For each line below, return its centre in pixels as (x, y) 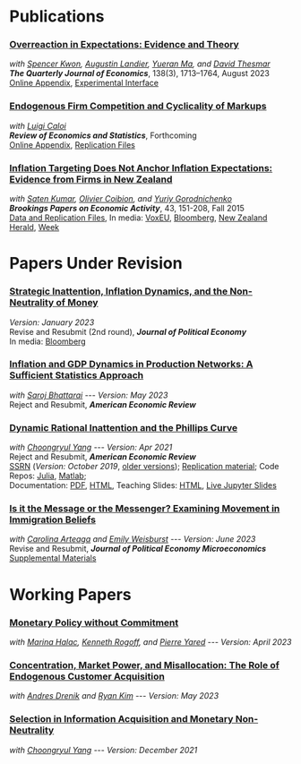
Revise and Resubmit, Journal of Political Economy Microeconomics (138, 549)
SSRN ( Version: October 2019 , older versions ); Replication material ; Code (144, 467)
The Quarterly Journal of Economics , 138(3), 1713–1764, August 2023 (140, 73)
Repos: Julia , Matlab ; (48, 476)
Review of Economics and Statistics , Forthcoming (103, 135)
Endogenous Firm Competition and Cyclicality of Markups (138, 107)
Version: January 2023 (52, 322)
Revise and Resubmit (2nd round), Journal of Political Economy (128, 331)
